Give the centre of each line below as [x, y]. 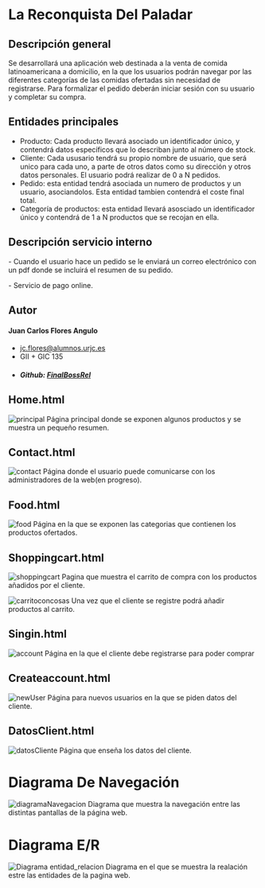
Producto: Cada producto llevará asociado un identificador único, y [130, 141]
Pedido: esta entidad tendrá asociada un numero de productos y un [130, 183]
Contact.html [42, 452]
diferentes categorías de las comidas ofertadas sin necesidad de [115, 80]
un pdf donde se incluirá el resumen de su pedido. [91, 270]
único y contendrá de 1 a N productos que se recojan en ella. [119, 217]
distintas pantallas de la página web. [68, 812]
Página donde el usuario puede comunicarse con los [129, 472]
